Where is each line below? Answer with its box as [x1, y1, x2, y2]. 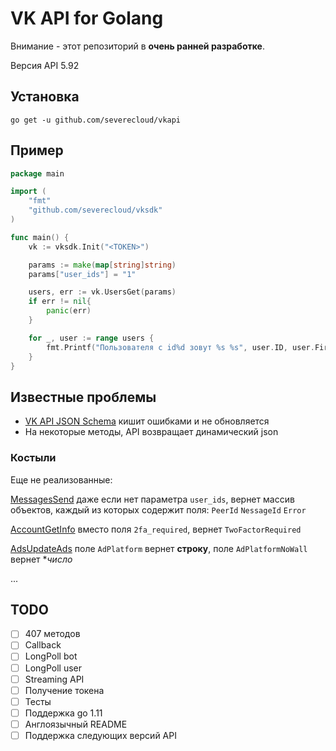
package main [10, 168, 65, 179]
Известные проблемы [10, 388, 157, 406]
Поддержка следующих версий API [24, 729, 177, 741]
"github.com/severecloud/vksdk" [28, 205, 163, 216]
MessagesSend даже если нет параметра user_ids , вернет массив [10, 493, 295, 505]
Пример [10, 142, 64, 159]
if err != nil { [28, 297, 92, 307]
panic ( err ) [46, 306, 92, 316]
